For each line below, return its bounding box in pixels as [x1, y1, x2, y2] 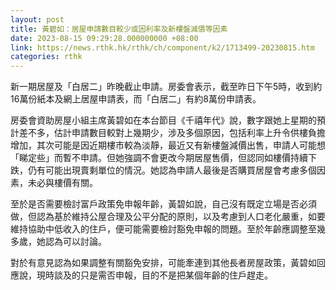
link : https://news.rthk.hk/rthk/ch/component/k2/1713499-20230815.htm [10, 42, 315, 53]
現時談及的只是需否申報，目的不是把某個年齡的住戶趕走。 [36, 269, 273, 281]
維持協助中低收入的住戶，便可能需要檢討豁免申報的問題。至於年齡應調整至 [10, 223, 317, 235]
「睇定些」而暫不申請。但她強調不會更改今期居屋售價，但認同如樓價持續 [10, 152, 308, 164]
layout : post [10, 14, 65, 25]
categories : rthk [10, 52, 83, 62]
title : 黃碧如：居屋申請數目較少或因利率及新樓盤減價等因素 [10, 24, 228, 34]
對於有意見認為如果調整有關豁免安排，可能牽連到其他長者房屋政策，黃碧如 [10, 257, 317, 269]
